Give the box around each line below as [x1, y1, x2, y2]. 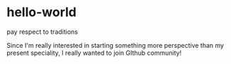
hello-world [6, 4, 77, 20]
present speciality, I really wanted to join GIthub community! [6, 49, 182, 57]
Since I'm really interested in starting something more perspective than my [6, 41, 225, 49]
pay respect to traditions [6, 27, 79, 36]
